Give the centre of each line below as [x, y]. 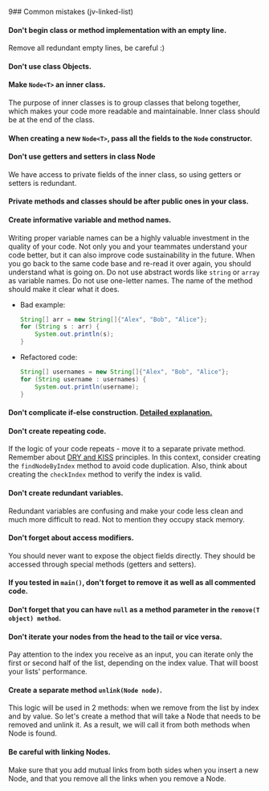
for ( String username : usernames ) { [83, 379]
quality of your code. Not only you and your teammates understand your [128, 246]
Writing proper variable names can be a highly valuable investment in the [129, 237]
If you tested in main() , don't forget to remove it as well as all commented [132, 583]
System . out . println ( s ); [75, 334]
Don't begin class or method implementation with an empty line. [118, 30]
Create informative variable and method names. [90, 220]
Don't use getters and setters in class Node [82, 157]
